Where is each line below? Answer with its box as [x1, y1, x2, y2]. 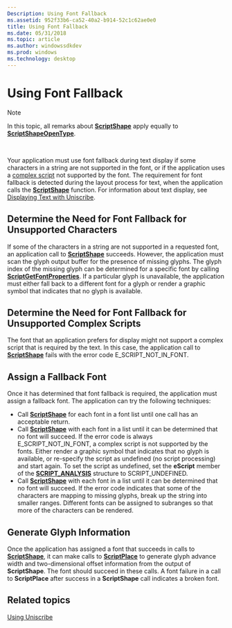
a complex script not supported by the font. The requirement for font [7, 171, 203, 179]
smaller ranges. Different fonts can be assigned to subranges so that [17, 499, 213, 507]
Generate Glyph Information [7, 526, 131, 538]
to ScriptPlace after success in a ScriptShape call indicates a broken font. [7, 574, 220, 582]
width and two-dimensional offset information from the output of [7, 559, 192, 568]
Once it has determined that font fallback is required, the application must [7, 390, 217, 398]
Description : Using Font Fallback [7, 10, 107, 17]
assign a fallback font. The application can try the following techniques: [7, 397, 211, 405]
